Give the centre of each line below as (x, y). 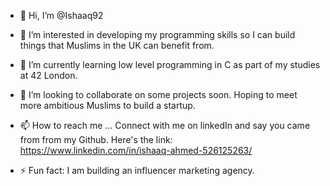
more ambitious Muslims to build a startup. (107, 105)
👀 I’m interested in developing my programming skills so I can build (157, 34)
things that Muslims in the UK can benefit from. (117, 45)
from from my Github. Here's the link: (96, 139)
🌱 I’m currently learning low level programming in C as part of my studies (170, 64)
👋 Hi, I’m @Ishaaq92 (61, 15)
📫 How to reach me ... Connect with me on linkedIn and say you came (165, 125)
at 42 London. (48, 75)
